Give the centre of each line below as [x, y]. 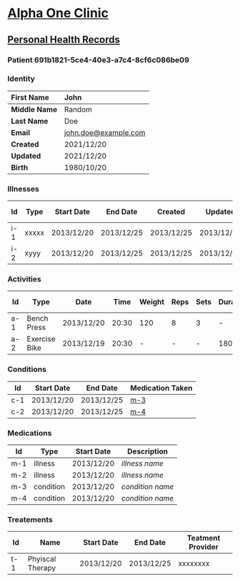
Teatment [204, 538]
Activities [24, 279]
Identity [21, 79]
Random [78, 109]
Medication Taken [161, 388]
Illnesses [23, 189]
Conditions [27, 369]
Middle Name [34, 109]
